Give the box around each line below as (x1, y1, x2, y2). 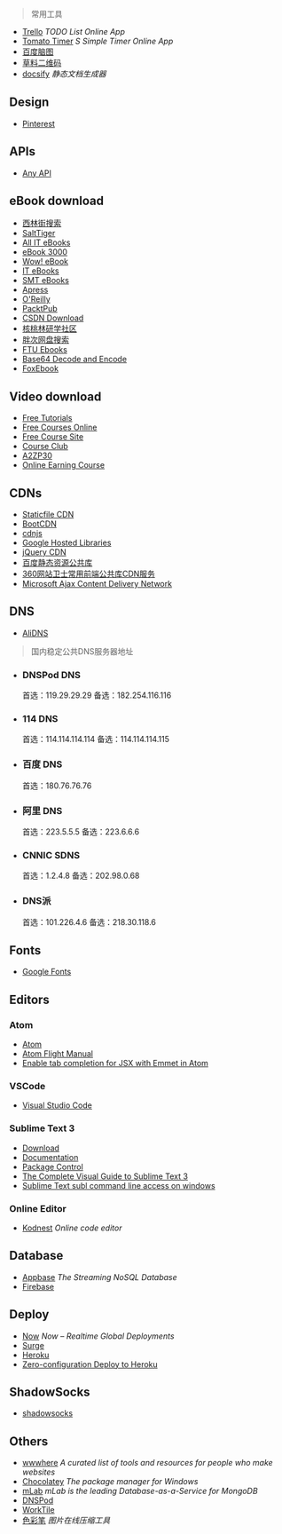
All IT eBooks (21, 237, 71, 248)
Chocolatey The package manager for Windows (21, 1476, 199, 1487)
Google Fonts (21, 967, 72, 977)
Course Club (21, 441, 68, 452)
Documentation (21, 1151, 79, 1162)
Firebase (21, 1281, 55, 1292)
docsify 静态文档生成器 (21, 68, 106, 79)
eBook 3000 (21, 247, 68, 257)
